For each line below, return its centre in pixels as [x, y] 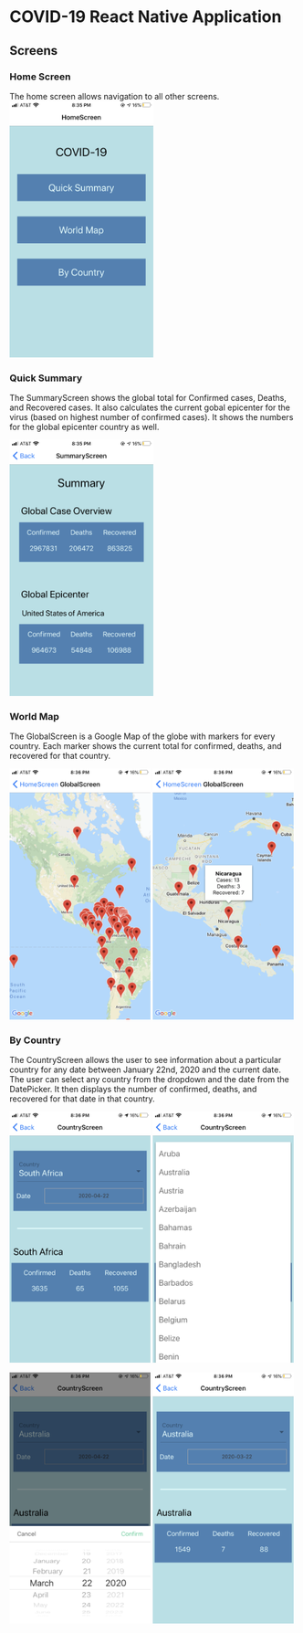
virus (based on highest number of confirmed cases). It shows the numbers [151, 416]
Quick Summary [46, 378]
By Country [35, 1040]
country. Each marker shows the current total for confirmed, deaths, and [146, 746]
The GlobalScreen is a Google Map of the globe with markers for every [142, 736]
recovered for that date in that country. [82, 1099]
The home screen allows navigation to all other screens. [115, 96]
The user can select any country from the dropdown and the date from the [149, 1080]
